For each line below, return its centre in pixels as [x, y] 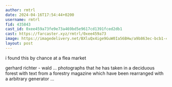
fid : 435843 [18, 24]
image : [12, 39]
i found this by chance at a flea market [46, 58]
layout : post [19, 43]
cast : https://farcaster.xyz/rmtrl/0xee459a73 [56, 34]
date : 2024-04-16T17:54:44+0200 [40, 15]
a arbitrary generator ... [30, 79]
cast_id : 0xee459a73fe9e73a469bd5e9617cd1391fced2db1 [64, 29]
